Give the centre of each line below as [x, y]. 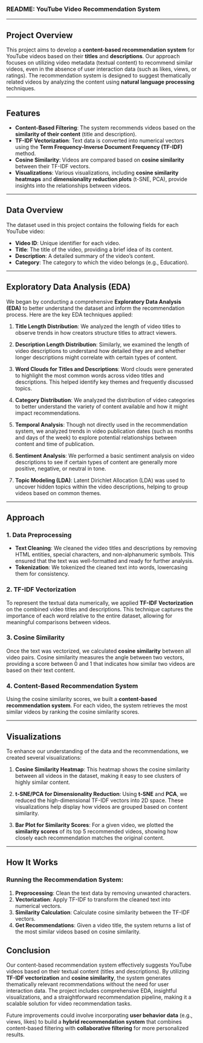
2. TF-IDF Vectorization [41, 590]
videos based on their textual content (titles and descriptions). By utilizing [98, 972]
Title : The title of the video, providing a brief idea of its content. [94, 249]
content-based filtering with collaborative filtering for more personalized [98, 1028]
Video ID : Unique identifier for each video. [68, 243]
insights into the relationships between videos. [73, 185]
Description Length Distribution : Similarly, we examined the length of [102, 344]
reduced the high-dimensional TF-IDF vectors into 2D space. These [99, 800]
